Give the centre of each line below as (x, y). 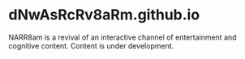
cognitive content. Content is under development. (91, 45)
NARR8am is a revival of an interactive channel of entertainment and (122, 37)
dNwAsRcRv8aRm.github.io (104, 15)
